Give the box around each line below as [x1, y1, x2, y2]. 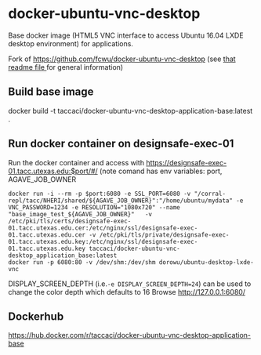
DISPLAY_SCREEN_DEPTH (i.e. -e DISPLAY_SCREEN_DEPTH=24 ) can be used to [8, 279, 252, 288]
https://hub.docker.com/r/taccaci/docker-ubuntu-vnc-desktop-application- [8, 331, 251, 340]
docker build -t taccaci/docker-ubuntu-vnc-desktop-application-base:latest [8, 106, 253, 115]
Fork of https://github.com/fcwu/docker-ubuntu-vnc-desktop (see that [8, 54, 237, 63]
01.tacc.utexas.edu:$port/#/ [8, 166, 98, 176]
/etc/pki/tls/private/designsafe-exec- [99, 230, 230, 239]
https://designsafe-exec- [146, 158, 227, 167]
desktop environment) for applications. [8, 38, 133, 48]
